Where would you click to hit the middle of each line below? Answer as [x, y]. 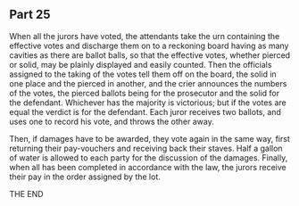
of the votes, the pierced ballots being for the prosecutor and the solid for [144, 93]
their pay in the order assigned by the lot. [85, 177]
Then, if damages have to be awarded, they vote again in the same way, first [149, 138]
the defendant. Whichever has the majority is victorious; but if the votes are [148, 103]
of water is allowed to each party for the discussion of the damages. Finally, [149, 157]
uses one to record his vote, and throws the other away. [112, 121]
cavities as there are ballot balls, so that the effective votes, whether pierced [150, 55]
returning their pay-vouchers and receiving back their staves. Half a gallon [146, 148]
